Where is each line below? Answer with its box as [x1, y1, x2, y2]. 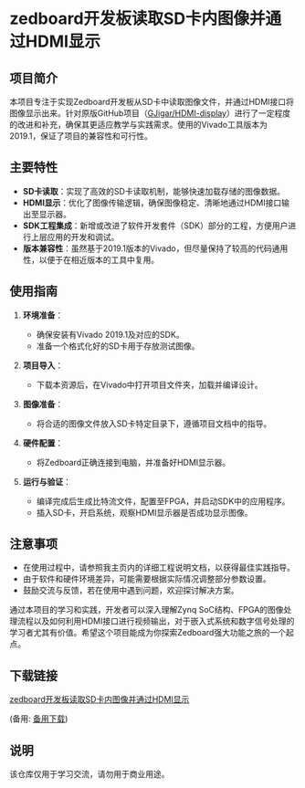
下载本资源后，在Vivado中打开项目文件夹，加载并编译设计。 [36, 379, 263, 390]
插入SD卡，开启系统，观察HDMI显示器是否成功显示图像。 [36, 507, 253, 518]
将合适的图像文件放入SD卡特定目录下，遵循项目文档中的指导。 [36, 417, 272, 429]
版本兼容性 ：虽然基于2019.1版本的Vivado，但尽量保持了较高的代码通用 [22, 243, 289, 254]
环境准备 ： [22, 310, 64, 320]
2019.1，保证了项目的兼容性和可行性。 [9, 131, 152, 142]
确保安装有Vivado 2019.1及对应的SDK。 [36, 329, 184, 340]
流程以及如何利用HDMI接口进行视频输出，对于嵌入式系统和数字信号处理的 [16, 615, 295, 626]
